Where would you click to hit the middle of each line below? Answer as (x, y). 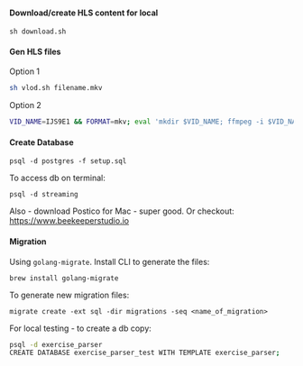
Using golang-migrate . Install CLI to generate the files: (110, 261)
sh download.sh (38, 32)
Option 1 (25, 71)
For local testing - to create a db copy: (80, 328)
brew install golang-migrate (64, 278)
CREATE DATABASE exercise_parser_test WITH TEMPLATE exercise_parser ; (145, 353)
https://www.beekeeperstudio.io (69, 221)
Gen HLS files (35, 51)
